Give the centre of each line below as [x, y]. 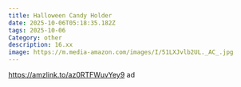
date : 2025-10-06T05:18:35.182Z [62, 23]
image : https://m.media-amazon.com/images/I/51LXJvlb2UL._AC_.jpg [121, 52]
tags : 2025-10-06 [37, 30]
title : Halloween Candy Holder [60, 15]
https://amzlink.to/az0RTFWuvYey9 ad [72, 75]
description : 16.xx [41, 45]
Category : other [35, 38]
